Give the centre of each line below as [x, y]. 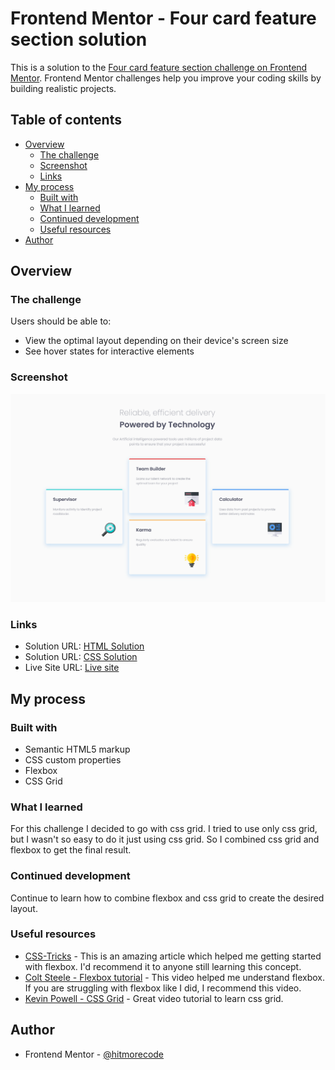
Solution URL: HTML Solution [84, 646]
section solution [79, 39]
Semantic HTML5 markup [77, 749]
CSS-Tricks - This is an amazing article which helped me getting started [173, 956]
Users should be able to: [61, 321]
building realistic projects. [63, 88]
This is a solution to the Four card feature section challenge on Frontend [159, 67]
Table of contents [66, 120]
